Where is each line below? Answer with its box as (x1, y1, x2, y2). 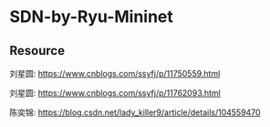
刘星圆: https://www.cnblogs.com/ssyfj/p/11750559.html (9, 69, 221, 79)
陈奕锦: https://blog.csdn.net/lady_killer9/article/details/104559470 (9, 107, 262, 118)
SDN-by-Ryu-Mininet (9, 6, 173, 27)
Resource (9, 43, 66, 58)
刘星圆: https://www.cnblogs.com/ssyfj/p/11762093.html (9, 88, 222, 98)
